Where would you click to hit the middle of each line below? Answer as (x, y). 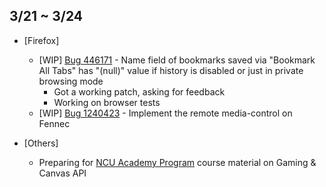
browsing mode (71, 81)
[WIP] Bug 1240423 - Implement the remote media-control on (165, 113)
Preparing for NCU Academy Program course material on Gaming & (177, 162)
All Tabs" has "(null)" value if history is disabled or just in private (171, 70)
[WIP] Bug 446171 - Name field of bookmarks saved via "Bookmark (177, 60)
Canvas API (62, 173)
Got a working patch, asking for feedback (139, 91)
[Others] (41, 143)
